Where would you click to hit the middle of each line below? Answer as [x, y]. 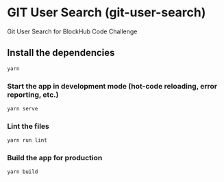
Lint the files [28, 126]
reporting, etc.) [33, 95]
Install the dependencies [61, 53]
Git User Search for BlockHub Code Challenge [72, 31]
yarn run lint [27, 140]
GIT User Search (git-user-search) [107, 13]
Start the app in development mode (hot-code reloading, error [112, 86]
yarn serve [23, 108]
